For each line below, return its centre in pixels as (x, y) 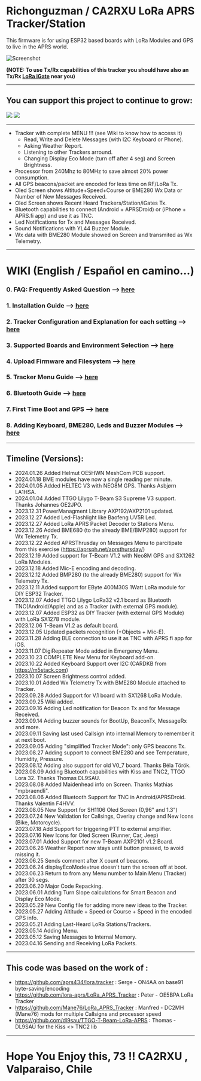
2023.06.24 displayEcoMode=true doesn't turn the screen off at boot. (101, 867)
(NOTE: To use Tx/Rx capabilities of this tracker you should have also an (98, 69)
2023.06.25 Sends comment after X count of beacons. (82, 861)
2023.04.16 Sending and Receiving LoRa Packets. (76, 943)
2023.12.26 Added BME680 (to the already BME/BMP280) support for (101, 530)
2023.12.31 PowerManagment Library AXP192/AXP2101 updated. (94, 511)
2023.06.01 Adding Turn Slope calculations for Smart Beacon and (95, 893)
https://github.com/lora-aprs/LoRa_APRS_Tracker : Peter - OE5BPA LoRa (104, 995)
